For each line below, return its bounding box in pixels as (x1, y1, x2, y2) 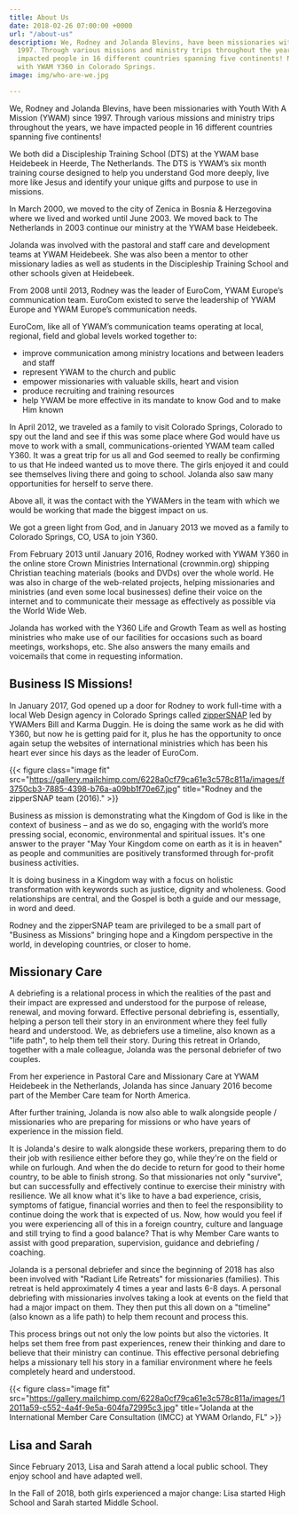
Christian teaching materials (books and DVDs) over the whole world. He (9, 567, 275, 578)
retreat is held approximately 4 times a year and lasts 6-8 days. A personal (9, 1283, 282, 1294)
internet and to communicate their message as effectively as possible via (9, 596, 277, 607)
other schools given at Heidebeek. (9, 267, 135, 278)
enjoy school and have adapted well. (9, 1471, 143, 1481)
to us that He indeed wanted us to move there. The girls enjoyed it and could (9, 459, 289, 470)
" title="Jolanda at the (174, 1402, 255, 1413)
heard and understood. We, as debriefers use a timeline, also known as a (9, 1026, 276, 1036)
